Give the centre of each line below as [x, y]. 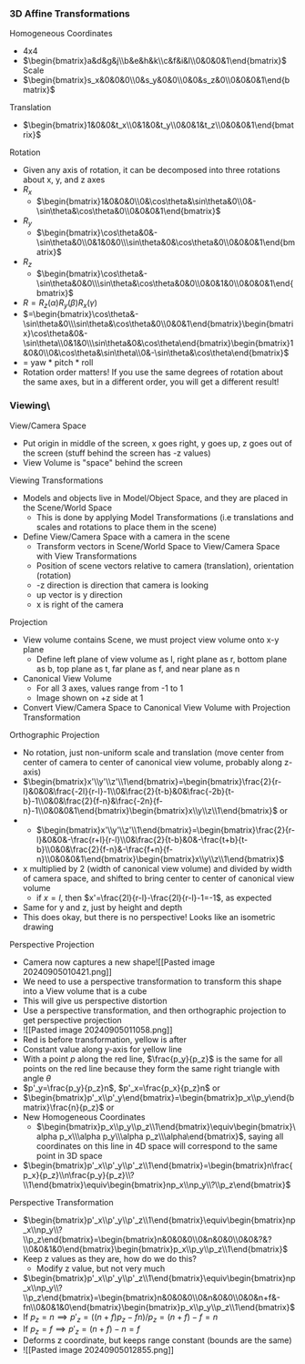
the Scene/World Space [67, 508]
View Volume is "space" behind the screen [103, 462]
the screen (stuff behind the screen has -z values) [117, 453]
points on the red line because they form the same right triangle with [151, 1068]
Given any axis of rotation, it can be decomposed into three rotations [151, 170]
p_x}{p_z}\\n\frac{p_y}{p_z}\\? [78, 1174]
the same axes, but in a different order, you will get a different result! [151, 382]
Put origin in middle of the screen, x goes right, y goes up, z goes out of [158, 443]
